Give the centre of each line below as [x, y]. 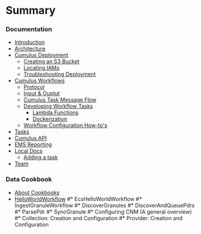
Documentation [29, 29]
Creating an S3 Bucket [51, 61]
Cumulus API [30, 138]
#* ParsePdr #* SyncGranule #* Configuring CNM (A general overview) [103, 212]
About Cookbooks [37, 192]
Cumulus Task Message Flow [60, 100]
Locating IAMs [41, 68]
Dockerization [50, 119]
